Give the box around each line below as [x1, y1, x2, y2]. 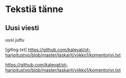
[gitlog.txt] [5, 47, 27, 52]
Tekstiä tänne [5, 4, 64, 15]
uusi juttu [5, 37, 25, 43]
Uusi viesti [5, 24, 39, 32]
